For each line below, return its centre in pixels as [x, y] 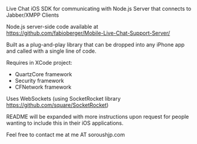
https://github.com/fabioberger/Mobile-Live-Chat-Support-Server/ [88, 33]
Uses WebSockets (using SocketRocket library [63, 99]
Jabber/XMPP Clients [33, 15]
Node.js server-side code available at [52, 27]
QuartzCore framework [43, 74]
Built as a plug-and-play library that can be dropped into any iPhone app [96, 45]
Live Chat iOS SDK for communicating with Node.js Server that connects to [99, 9]
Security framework [39, 81]
